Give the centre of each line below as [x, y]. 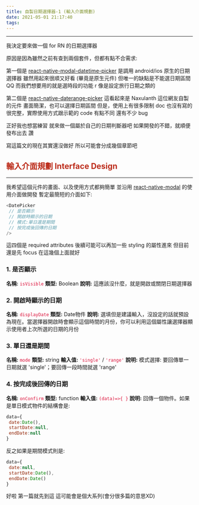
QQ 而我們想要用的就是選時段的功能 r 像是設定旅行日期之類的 [81, 86]
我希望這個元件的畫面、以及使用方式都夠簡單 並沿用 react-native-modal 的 [97, 187]
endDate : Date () [27, 478]
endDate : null [25, 433]
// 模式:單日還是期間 [32, 222]
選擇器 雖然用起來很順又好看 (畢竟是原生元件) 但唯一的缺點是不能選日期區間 [99, 78]
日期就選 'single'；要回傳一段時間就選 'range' [61, 367]
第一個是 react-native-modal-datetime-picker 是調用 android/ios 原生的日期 [98, 71]
